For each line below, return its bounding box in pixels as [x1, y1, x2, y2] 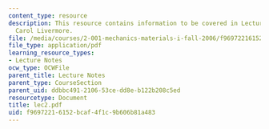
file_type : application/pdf [8, 42, 102, 50]
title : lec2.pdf [8, 101, 62, 109]
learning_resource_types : [8, 49, 94, 57]
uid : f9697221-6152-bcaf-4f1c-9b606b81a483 [8, 109, 156, 117]
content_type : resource [8, 11, 88, 20]
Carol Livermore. [15, 26, 74, 34]
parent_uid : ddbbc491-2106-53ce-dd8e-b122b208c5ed [8, 86, 181, 95]
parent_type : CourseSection [8, 79, 102, 87]
